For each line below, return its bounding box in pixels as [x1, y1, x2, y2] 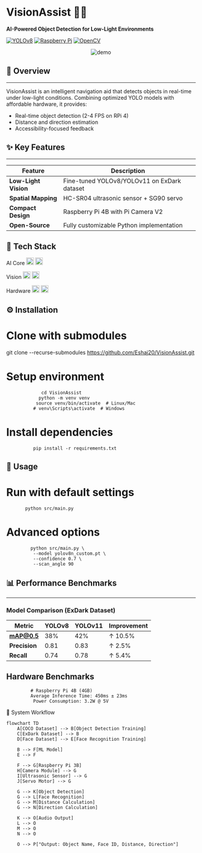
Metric [14, 622, 34, 630]
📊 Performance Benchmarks [6, 578, 117, 589]
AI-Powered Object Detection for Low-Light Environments [6, 25, 155, 32]
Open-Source [9, 221, 50, 229]
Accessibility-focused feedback [14, 124, 94, 132]
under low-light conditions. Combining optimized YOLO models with [6, 94, 174, 101]
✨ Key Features [6, 142, 65, 153]
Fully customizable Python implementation [63, 221, 183, 229]
